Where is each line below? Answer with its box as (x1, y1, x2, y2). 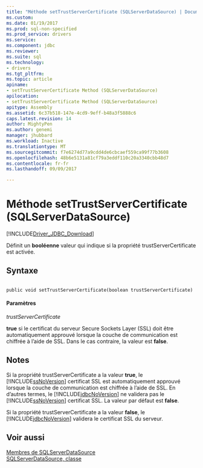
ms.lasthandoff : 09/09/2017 (6, 166, 77, 172)
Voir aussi (6, 432, 45, 443)
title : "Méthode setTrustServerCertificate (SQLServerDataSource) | (6, 8, 182, 15)
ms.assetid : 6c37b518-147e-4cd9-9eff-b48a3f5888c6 (6, 110, 137, 116)
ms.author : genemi (6, 127, 53, 133)
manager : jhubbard (6, 132, 53, 139)
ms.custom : (6, 14, 34, 21)
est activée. (6, 248, 35, 255)
